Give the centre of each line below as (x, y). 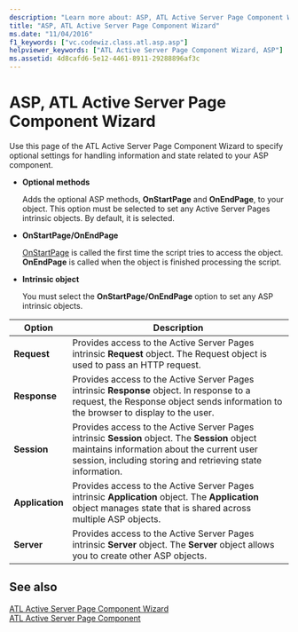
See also (33, 587)
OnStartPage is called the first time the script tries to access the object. (153, 252)
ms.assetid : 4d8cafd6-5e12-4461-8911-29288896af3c (105, 59)
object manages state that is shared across (161, 508)
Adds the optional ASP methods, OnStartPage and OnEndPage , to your (153, 199)
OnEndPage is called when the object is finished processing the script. (152, 262)
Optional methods (56, 182)
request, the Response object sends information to (177, 401)
